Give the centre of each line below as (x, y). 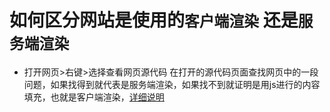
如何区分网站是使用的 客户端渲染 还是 (154, 20)
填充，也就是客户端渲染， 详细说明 (94, 97)
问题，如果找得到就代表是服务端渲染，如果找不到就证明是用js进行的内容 (172, 84)
